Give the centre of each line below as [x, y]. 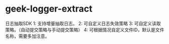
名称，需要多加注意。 [27, 36]
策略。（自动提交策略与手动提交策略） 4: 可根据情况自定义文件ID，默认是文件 [85, 30]
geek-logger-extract [49, 9]
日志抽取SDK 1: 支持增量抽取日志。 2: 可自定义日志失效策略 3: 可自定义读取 [83, 23]
